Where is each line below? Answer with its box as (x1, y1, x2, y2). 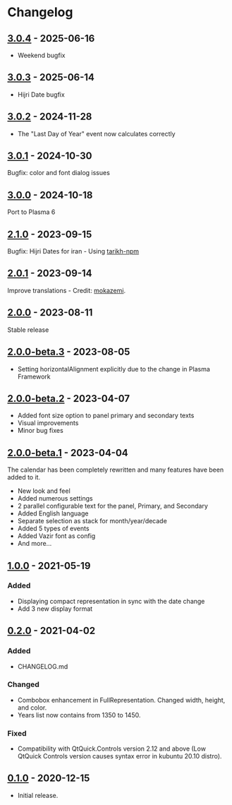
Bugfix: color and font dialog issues (7, 169, 111, 177)
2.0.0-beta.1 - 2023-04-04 (7, 446, 128, 459)
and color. (17, 703, 47, 712)
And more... (17, 539, 52, 548)
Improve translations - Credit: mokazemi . (7, 286, 126, 294)
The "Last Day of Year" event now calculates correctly (17, 129, 176, 138)
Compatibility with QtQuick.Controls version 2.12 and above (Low (17, 744, 207, 753)
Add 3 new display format (17, 604, 93, 613)
